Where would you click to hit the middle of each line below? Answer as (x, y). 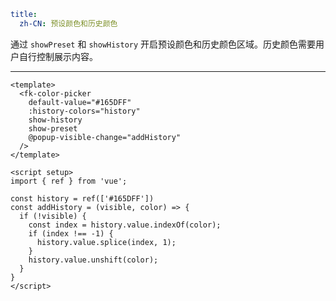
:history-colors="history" (84, 111)
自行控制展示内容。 (58, 56)
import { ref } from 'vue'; (69, 181)
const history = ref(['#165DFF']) (82, 198)
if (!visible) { (53, 216)
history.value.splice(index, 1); (106, 242)
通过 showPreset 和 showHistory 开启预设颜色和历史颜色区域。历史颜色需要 (163, 44)
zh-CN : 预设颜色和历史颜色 (68, 23)
